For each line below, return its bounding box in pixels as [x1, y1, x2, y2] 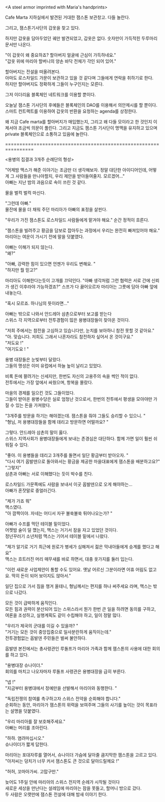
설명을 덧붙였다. [10, 708, 41, 714]
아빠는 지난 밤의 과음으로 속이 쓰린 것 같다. [5, 179, 87, 185]
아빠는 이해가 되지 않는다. [5, 244, 54, 250]
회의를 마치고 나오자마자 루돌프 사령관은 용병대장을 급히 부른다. [5, 669, 127, 674]
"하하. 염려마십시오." [5, 735, 44, 741]
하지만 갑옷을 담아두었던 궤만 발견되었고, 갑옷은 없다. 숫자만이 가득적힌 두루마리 [5, 36, 158, 41]
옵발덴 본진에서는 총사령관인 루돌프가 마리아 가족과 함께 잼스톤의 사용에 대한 [5, 646, 151, 651]
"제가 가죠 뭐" [5, 498, 32, 504]
